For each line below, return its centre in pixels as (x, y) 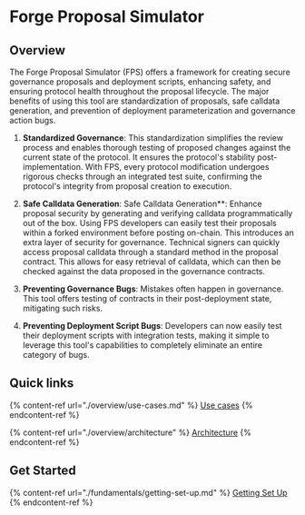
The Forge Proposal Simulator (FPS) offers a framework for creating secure (150, 72)
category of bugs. (56, 355)
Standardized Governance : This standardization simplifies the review (153, 138)
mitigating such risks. (62, 308)
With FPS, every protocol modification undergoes (177, 167)
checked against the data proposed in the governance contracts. (144, 271)
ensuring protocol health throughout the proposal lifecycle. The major (139, 91)
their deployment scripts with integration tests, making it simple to (146, 335)
